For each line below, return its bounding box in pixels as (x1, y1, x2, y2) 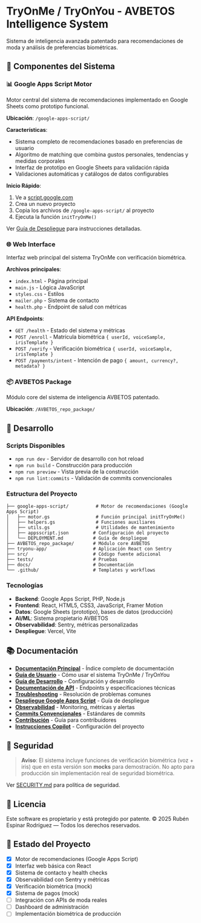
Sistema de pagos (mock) (15, 890, 80, 897)
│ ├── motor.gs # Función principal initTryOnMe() (6, 514, 186, 520)
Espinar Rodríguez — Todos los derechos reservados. (6, 822, 141, 829)
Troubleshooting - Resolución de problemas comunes (15, 691, 151, 698)
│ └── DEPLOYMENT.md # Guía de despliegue (6, 535, 148, 541)
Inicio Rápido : (6, 182, 41, 189)
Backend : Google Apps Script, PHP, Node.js (15, 595, 125, 602)
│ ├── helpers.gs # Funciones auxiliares (6, 520, 156, 526)
